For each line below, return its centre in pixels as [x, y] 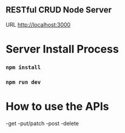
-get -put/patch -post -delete [42, 123]
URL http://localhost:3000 [38, 24]
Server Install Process [62, 49]
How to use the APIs [58, 107]
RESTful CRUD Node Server [59, 10]
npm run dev [23, 82]
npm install [23, 67]
